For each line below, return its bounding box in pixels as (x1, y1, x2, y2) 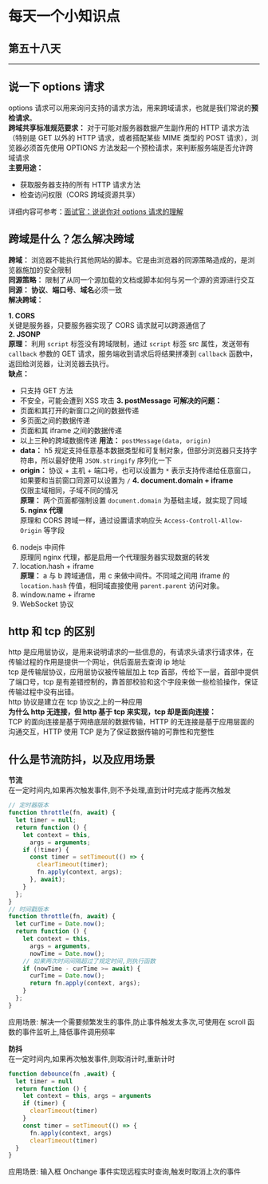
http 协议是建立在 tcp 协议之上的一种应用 (8, 697, 143, 707)
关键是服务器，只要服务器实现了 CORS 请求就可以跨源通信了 (8, 320, 207, 330)
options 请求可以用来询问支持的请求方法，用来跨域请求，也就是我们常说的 (8, 103, 251, 112)
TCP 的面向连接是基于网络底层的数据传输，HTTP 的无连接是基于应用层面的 (8, 717, 255, 727)
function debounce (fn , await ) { (8, 1070, 116, 1078)
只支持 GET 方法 (19, 385, 73, 395)
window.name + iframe (19, 590, 96, 599)
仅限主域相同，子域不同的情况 (19, 485, 118, 495)
